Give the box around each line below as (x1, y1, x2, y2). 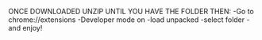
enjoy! (22, 24, 43, 32)
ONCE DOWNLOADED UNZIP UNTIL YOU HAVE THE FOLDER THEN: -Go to (8, 7, 254, 16)
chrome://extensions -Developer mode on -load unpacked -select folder (8, 15, 245, 24)
